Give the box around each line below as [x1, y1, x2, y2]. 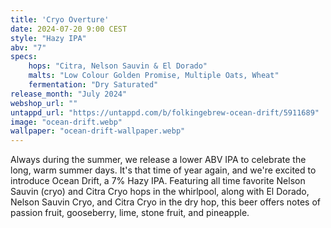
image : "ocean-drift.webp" [10, 117, 123, 127]
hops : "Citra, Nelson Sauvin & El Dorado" [28, 61, 208, 71]
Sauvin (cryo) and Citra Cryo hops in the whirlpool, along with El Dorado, [10, 186, 310, 198]
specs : [10, 52, 38, 62]
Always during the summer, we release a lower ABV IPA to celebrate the [10, 154, 307, 166]
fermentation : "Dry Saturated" [28, 80, 159, 90]
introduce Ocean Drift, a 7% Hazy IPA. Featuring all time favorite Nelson [10, 175, 306, 187]
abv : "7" [10, 42, 47, 53]
